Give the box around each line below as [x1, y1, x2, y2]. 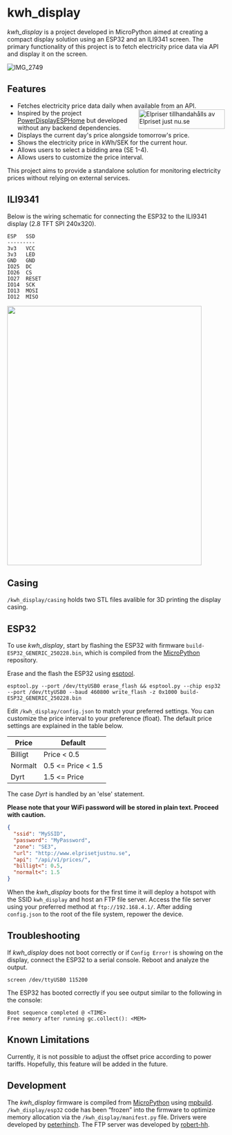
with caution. [7, 811, 46, 819]
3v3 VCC [7, 245, 36, 252]
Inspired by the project [17, 109, 82, 117]
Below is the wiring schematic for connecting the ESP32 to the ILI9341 [7, 212, 207, 221]
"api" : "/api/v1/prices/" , [13, 856, 91, 863]
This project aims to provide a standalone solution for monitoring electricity [7, 166, 221, 174]
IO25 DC [7, 263, 32, 270]
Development [7, 1080, 67, 1091]
